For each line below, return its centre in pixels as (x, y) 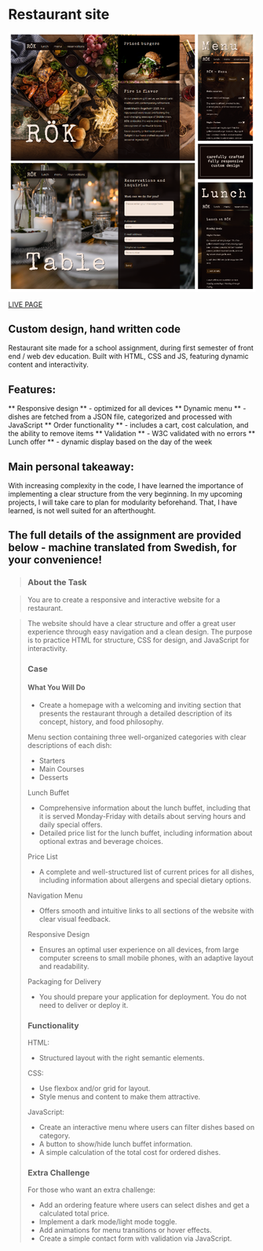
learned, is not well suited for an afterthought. (82, 511)
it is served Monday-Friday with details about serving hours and (142, 816)
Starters (52, 761)
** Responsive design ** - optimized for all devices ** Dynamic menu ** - (127, 409)
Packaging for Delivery (64, 981)
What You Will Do (56, 687)
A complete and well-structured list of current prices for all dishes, (146, 872)
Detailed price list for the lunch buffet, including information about (146, 833)
